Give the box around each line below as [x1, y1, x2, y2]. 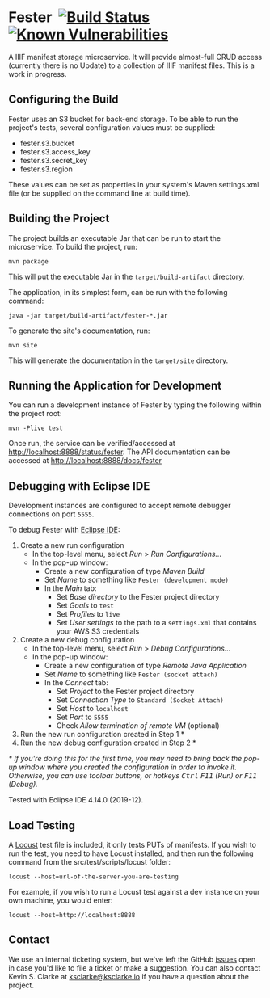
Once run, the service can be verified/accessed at [8, 439, 175, 448]
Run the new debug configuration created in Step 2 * [19, 738, 196, 747]
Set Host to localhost [56, 704, 129, 714]
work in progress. [8, 69, 67, 78]
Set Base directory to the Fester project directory [56, 592, 220, 602]
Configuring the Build [8, 93, 119, 107]
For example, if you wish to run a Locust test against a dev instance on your [8, 887, 260, 896]
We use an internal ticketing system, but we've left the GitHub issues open [8, 954, 256, 964]
